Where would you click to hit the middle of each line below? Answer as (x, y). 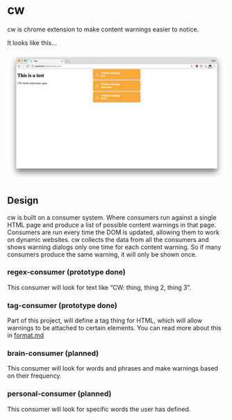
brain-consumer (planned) (53, 353)
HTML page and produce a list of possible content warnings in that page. (112, 225)
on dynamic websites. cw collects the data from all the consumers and (108, 239)
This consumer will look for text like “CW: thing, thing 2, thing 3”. (99, 287)
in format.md (25, 335)
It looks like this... (32, 42)
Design (23, 201)
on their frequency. (34, 376)
